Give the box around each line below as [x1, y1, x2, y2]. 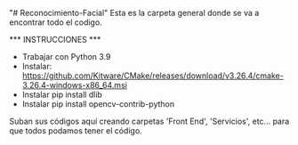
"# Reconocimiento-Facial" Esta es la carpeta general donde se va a [9, 8, 260, 18]
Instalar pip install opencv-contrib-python [21, 99, 175, 109]
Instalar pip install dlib [21, 89, 102, 100]
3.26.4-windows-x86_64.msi [21, 80, 127, 90]
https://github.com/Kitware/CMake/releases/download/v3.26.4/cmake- [21, 70, 285, 81]
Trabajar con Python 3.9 [21, 52, 111, 61]
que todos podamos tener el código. [9, 125, 142, 136]
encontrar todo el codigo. [9, 17, 102, 28]
